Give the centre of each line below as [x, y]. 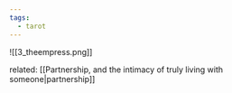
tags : [19, 18]
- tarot [32, 26]
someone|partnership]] [52, 79]
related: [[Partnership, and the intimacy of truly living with [116, 70]
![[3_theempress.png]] [51, 51]
